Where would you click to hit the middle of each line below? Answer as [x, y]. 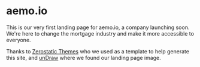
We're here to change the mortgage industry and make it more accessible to [100, 33]
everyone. [19, 40]
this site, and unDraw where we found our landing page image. [84, 58]
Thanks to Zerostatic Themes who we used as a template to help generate [98, 51]
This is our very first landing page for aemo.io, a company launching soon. [98, 27]
